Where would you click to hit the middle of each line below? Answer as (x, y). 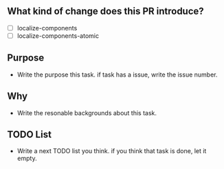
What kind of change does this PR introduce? (105, 11)
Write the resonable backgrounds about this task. (87, 112)
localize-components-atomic (58, 36)
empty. (27, 159)
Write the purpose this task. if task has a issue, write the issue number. (117, 74)
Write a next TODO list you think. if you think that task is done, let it (112, 151)
